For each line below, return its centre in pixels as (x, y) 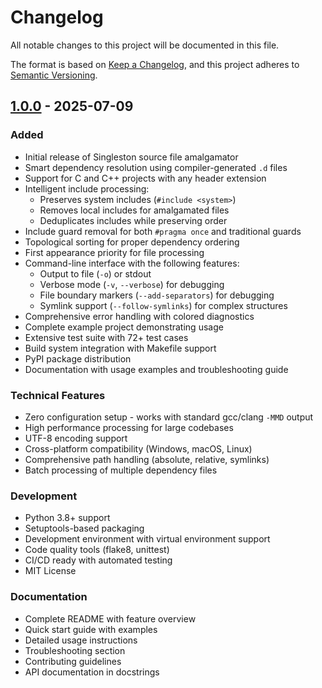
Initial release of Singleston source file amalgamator (131, 157)
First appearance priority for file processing (114, 252)
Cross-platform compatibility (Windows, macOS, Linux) (138, 448)
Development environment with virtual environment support (147, 539)
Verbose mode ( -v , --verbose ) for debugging (132, 284)
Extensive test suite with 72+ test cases (106, 337)
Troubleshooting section (75, 650)
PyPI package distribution (78, 358)
